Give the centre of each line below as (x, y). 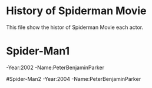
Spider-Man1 (38, 51)
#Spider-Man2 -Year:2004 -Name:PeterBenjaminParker (74, 79)
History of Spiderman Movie (76, 11)
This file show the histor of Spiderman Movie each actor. (75, 27)
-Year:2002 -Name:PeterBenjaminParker (55, 67)
